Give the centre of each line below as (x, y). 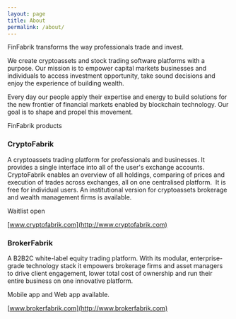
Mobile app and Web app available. (58, 294)
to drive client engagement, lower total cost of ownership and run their (110, 273)
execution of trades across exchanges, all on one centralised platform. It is (117, 182)
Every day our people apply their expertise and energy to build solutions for (117, 97)
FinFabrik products (35, 126)
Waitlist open (26, 211)
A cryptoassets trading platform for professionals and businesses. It (106, 159)
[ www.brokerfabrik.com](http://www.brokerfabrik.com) (88, 308)
